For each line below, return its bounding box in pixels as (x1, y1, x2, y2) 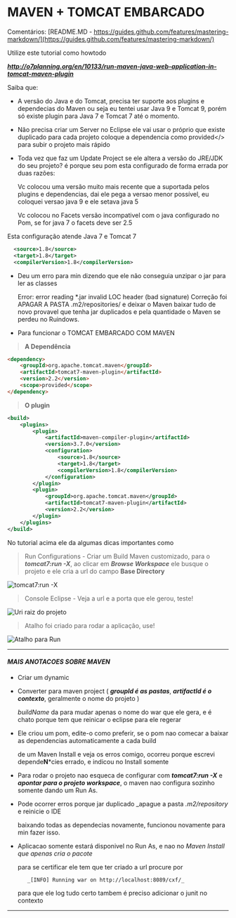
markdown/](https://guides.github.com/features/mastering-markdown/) (7, 34, 215, 43)
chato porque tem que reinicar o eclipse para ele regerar (17, 715, 181, 723)
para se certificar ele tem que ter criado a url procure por (17, 863, 183, 871)
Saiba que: (7, 83, 39, 91)
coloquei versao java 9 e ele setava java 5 (17, 197, 139, 206)
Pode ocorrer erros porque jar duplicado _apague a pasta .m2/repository (17, 799, 228, 808)
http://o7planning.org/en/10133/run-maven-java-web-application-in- (7, 62, 217, 70)
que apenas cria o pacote (17, 849, 93, 858)
